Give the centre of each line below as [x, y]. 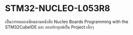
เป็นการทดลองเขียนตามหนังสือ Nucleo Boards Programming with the [67, 22]
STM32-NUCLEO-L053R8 [58, 8]
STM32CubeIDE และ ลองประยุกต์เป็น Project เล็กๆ [49, 27]
